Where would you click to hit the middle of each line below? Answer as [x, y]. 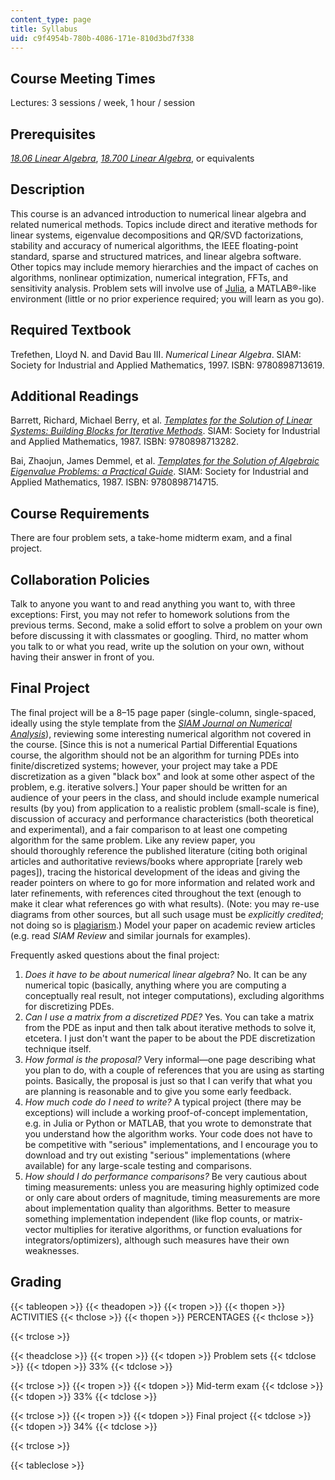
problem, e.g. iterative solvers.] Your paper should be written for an [149, 787]
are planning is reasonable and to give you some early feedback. [158, 1091]
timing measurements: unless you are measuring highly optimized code [172, 1187]
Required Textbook [71, 330]
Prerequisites [53, 134]
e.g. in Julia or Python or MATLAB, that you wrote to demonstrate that [168, 1123]
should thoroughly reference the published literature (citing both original [159, 850]
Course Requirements [80, 513]
